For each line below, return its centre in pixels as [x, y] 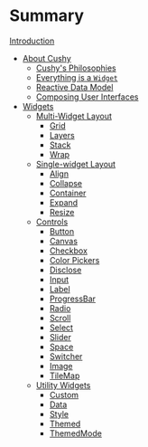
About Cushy [47, 58]
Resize [62, 212]
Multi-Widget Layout [74, 116]
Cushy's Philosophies [76, 68]
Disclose [65, 270]
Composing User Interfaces [87, 97]
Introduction [32, 41]
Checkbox [69, 251]
